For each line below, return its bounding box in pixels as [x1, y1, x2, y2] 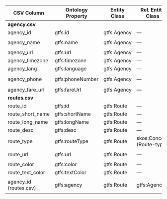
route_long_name [7, 119, 48, 125]
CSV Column [13, 9, 45, 16]
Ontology [65, 6, 88, 13]
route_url [7, 151, 29, 158]
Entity [110, 6, 125, 13]
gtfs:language [54, 65, 87, 72]
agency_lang [7, 65, 37, 72]
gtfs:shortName [54, 110, 91, 117]
